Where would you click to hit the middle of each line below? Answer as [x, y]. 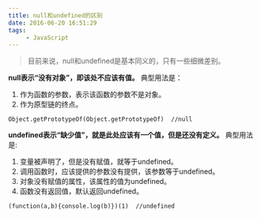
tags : [17, 30]
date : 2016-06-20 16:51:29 [53, 23]
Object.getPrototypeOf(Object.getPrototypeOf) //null [100, 119]
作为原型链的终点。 [51, 104]
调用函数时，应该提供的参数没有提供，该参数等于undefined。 [119, 171]
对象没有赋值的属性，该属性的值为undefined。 [95, 182]
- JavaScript [47, 38]
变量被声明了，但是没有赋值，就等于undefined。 [98, 162]
